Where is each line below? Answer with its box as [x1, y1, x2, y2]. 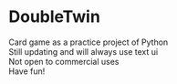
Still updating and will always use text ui [8, 46, 159, 57]
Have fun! [8, 66, 46, 77]
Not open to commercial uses [8, 56, 120, 67]
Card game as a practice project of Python [8, 37, 169, 47]
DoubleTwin [8, 6, 101, 27]
